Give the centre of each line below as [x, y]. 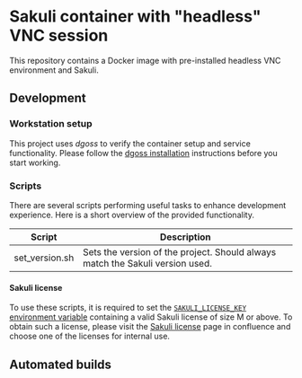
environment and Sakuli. [54, 70]
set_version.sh [44, 258]
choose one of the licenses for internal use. [90, 336]
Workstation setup [51, 124]
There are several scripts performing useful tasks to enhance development [148, 205]
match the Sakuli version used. [147, 263]
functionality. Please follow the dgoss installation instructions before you [144, 153]
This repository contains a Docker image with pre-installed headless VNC [145, 60]
